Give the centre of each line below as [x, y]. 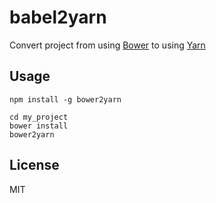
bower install [39, 126]
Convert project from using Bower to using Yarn [107, 45]
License [34, 165]
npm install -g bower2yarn [65, 99]
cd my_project [39, 117]
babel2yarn [58, 17]
